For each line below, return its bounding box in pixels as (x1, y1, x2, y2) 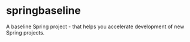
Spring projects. (6, 29, 45, 36)
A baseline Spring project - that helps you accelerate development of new (6, 23, 185, 30)
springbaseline (6, 4, 81, 17)
